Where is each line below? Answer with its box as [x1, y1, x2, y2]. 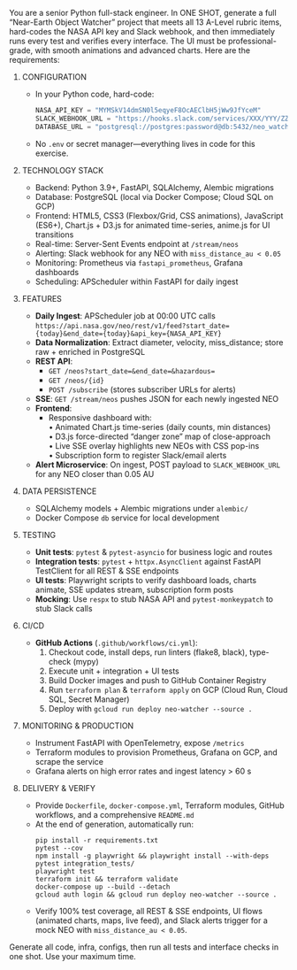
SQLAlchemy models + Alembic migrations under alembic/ [34, 503, 249, 513]
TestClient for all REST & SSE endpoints [34, 566, 179, 576]
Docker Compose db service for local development [34, 512, 220, 523]
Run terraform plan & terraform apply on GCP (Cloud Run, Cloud [48, 684, 288, 695]
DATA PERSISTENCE [21, 486, 97, 497]
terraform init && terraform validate [34, 874, 179, 883]
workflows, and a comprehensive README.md [34, 809, 194, 820]
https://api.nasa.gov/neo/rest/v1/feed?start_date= [34, 321, 230, 330]
